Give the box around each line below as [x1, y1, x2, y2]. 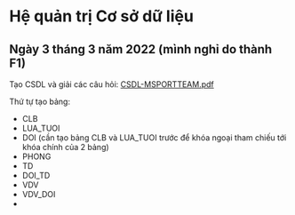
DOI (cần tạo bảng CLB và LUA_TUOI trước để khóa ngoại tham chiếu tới [21, 132, 287, 143]
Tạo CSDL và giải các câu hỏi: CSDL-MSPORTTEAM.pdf [9, 79, 215, 90]
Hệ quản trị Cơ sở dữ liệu [9, 6, 194, 27]
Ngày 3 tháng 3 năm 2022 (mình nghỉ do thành [9, 42, 273, 57]
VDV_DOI [21, 189, 56, 199]
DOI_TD [21, 171, 51, 180]
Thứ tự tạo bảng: [9, 96, 71, 107]
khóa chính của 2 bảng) [21, 142, 109, 152]
